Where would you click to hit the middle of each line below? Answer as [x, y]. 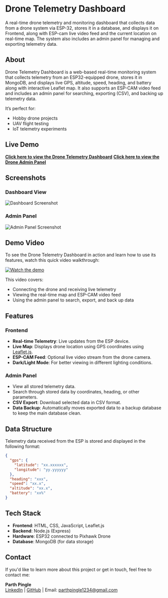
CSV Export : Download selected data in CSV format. [67, 403]
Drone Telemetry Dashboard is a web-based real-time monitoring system [81, 72]
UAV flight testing [31, 123]
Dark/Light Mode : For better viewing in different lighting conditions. [82, 363]
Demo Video [25, 242]
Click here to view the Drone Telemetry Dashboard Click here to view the [82, 157]
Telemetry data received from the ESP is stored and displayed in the [75, 441]
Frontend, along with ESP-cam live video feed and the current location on [81, 33]
